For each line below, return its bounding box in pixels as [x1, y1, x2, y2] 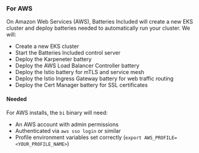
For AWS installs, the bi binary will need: [6, 109, 108, 116]
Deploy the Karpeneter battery [15, 56, 92, 63]
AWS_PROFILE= [144, 135, 178, 141]
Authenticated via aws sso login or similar [15, 127, 121, 134]
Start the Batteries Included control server [15, 49, 120, 56]
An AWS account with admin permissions [15, 120, 119, 128]
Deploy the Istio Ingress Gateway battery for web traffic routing [15, 75, 174, 83]
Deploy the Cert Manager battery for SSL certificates [15, 81, 148, 89]
